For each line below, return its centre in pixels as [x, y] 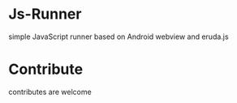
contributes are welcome [50, 92]
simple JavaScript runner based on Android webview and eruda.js [118, 36]
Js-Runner [45, 14]
